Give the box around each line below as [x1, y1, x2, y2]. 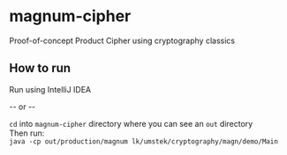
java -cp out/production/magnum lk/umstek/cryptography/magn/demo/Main [9, 137, 278, 146]
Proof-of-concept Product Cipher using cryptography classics [9, 35, 236, 46]
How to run [9, 61, 72, 76]
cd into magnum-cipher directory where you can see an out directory [9, 118, 253, 129]
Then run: [9, 128, 45, 138]
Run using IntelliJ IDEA [9, 84, 92, 94]
